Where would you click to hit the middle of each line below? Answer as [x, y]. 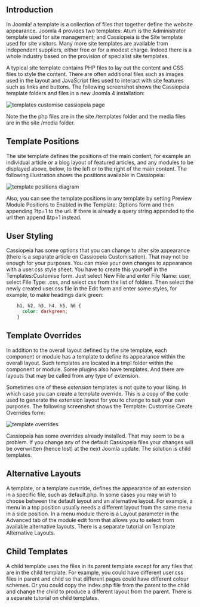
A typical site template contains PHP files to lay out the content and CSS [95, 68]
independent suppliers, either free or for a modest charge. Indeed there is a [99, 50]
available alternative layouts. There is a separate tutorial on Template [91, 526]
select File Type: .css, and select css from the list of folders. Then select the [100, 282]
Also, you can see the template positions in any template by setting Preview [99, 198]
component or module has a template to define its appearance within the [96, 356]
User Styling [30, 236]
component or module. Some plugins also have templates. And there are [95, 369]
